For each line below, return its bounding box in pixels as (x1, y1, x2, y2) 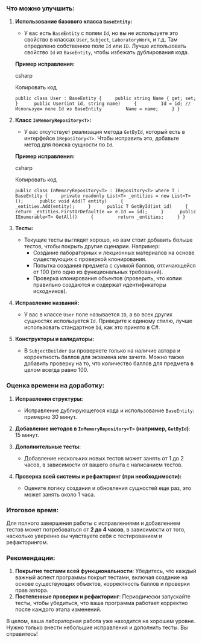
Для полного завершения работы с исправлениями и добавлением (6, 519, 181, 527)
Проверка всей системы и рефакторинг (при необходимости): (14, 472, 182, 480)
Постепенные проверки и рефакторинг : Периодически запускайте (14, 593, 191, 600)
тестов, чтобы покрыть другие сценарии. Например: (24, 243, 160, 250)
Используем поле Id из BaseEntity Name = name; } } (14, 106, 180, 112)
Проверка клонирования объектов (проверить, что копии (33, 275, 182, 282)
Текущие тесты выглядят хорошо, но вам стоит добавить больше (24, 236, 193, 243)
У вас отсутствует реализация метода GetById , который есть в (24, 128, 185, 136)
